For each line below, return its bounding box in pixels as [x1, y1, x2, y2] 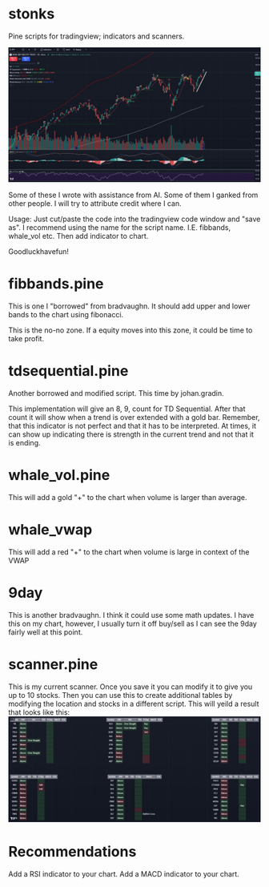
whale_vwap [8, 521, 93, 539]
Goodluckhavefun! [8, 247, 70, 256]
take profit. [8, 334, 45, 344]
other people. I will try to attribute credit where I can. [8, 199, 182, 208]
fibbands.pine [8, 275, 104, 293]
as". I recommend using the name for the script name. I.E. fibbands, [8, 223, 231, 232]
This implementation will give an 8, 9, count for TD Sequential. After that [8, 404, 246, 413]
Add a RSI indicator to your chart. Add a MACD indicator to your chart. [8, 869, 240, 878]
